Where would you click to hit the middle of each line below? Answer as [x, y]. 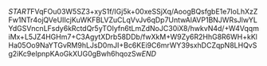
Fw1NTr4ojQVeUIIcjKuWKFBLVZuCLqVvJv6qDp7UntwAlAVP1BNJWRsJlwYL [133, 20]
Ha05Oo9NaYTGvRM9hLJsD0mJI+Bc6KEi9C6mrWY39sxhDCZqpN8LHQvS [133, 45]
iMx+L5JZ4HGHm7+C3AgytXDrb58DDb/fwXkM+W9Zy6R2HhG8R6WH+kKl [133, 37]
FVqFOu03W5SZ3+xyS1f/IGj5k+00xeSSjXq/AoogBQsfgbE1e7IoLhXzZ [144, 12]
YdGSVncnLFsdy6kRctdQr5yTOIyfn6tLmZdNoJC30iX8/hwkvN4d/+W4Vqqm [133, 28]
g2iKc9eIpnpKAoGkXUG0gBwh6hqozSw [75, 54]
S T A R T [20, 12]
